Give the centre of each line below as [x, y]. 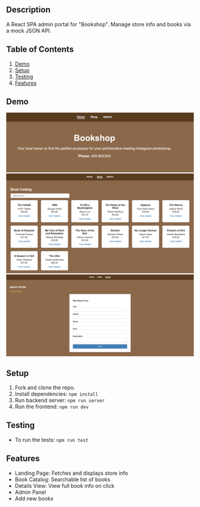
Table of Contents [40, 49]
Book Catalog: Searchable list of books [62, 479]
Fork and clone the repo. [45, 387]
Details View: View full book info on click [65, 485]
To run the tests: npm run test [51, 439]
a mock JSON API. [29, 30]
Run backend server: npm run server [60, 400]
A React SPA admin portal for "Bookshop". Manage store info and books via [99, 24]
